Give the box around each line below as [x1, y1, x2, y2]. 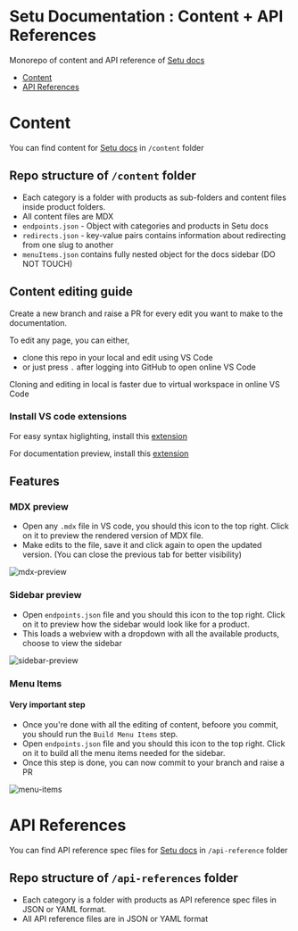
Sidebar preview [9, 589, 82, 602]
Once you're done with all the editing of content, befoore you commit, [21, 719, 279, 729]
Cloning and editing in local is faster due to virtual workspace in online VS [9, 378, 280, 389]
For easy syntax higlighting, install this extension [9, 430, 187, 441]
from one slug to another [21, 239, 114, 250]
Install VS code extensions [9, 411, 128, 423]
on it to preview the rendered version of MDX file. [21, 530, 203, 541]
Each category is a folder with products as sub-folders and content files [21, 192, 287, 203]
